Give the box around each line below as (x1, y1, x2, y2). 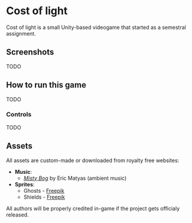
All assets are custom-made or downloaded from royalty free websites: (6, 157, 180, 164)
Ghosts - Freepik (23, 187, 65, 194)
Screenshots (6, 47, 54, 57)
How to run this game (6, 80, 87, 90)
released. (6, 211, 29, 218)
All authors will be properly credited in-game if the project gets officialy (6, 205, 180, 212)
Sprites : (14, 180, 35, 188)
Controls (6, 111, 32, 119)
